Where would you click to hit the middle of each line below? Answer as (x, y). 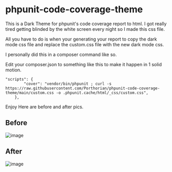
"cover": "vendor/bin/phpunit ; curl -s (68, 84)
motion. (13, 70)
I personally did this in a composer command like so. (61, 54)
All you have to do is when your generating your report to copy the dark (81, 39)
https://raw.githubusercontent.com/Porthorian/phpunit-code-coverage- (83, 88)
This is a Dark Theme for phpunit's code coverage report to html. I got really (86, 24)
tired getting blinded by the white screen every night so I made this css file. (85, 29)
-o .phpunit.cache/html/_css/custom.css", (102, 93)
